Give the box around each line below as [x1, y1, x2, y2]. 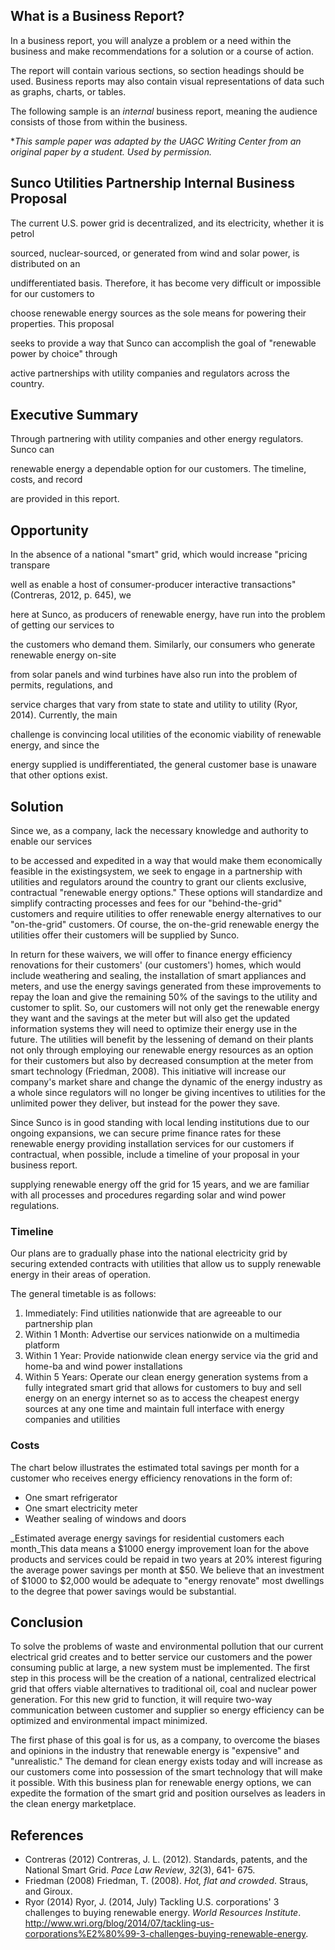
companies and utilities [24, 1414, 121, 1426]
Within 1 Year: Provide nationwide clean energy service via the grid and [24, 1350, 319, 1362]
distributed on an [10, 257, 81, 269]
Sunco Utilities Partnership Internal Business [10, 175, 296, 192]
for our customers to [10, 287, 95, 299]
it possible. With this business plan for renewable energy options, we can [10, 1777, 312, 1789]
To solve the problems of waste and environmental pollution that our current [10, 1640, 324, 1653]
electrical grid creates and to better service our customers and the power [10, 1651, 313, 1663]
